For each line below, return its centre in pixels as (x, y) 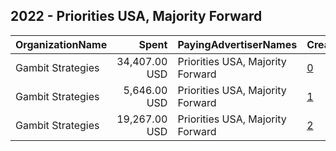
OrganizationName (61, 44)
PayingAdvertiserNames (237, 44)
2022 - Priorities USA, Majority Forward (136, 16)
